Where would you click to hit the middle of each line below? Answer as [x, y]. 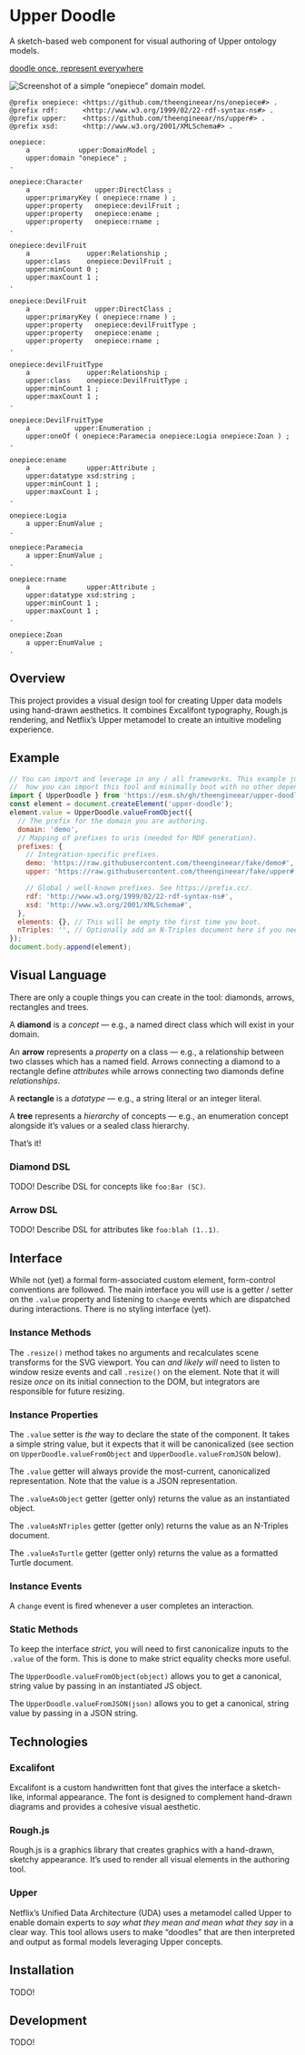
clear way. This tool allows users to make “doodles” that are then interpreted [152, 1932]
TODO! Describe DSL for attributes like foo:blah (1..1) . [114, 1230]
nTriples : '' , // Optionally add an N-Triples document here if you [150, 930]
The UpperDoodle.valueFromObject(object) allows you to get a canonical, [146, 1676]
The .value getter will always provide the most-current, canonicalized [140, 1471]
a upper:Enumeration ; [89, 428]
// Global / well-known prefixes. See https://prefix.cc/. [140, 888]
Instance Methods [50, 1333]
